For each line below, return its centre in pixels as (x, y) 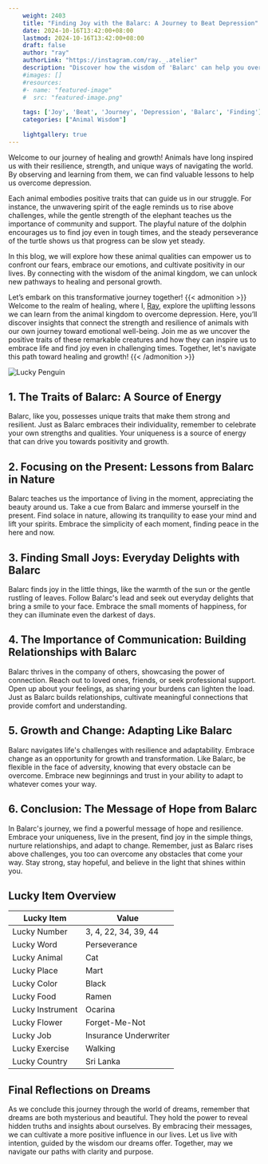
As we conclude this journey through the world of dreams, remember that (129, 1109)
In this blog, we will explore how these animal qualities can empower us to (130, 256)
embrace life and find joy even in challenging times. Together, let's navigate (132, 348)
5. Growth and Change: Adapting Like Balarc (120, 731)
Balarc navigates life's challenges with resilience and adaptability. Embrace (132, 750)
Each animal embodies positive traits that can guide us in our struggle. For (130, 198)
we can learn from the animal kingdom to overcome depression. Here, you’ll (133, 314)
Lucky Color (35, 983)
